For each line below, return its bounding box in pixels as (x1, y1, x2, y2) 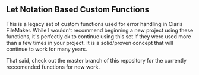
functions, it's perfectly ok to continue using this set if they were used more (6, 32, 191, 40)
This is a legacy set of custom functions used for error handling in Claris (6, 20, 183, 27)
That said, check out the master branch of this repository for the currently (6, 57, 187, 64)
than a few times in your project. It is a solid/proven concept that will (6, 39, 173, 46)
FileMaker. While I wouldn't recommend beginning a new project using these (6, 27, 194, 34)
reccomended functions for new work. (6, 63, 100, 70)
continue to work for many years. (6, 45, 87, 53)
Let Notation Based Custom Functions (6, 5, 150, 15)
